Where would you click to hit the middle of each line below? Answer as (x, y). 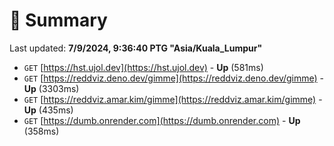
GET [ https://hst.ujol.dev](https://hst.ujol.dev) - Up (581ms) (143, 67)
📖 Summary (58, 20)
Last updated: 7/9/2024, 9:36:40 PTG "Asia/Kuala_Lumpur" (136, 48)
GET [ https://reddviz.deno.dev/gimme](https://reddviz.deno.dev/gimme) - (174, 78)
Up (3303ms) (51, 88)
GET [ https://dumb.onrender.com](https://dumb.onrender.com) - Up (162, 120)
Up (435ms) (48, 110)
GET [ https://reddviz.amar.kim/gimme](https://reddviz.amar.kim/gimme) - (173, 99)
